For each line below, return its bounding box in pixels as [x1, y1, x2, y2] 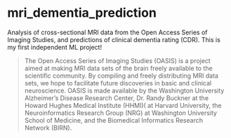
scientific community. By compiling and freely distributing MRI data [24, 71, 219, 80]
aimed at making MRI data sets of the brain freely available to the [24, 64, 213, 72]
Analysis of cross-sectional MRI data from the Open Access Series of [7, 28, 208, 36]
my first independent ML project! [7, 43, 103, 51]
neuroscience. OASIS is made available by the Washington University [24, 86, 225, 95]
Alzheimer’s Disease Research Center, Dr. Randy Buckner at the [24, 93, 209, 102]
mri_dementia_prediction [7, 5, 157, 21]
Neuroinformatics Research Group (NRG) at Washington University [24, 109, 218, 117]
